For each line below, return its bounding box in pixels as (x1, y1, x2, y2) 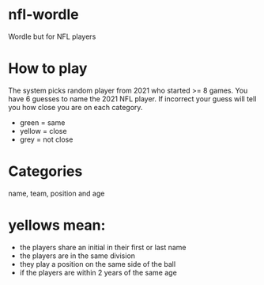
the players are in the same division (19, 251, 136, 260)
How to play (8, 59, 88, 78)
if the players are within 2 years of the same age (19, 268, 178, 277)
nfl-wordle (8, 6, 79, 24)
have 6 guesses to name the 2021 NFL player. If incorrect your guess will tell (8, 93, 257, 104)
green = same (19, 117, 66, 127)
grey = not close (19, 135, 74, 144)
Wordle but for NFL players (8, 32, 96, 41)
